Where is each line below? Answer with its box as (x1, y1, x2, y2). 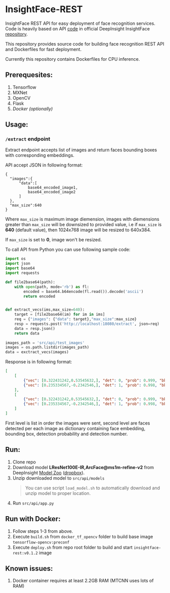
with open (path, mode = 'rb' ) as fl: (14, 284, 90, 289)
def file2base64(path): (5, 279, 56, 284)
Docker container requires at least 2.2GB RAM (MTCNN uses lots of (12, 578, 154, 584)
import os (5, 257, 26, 262)
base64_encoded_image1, (27, 185, 78, 190)
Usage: (5, 120, 29, 129)
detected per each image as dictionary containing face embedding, (5, 425, 146, 431)
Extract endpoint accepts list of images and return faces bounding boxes (5, 147, 157, 153)
